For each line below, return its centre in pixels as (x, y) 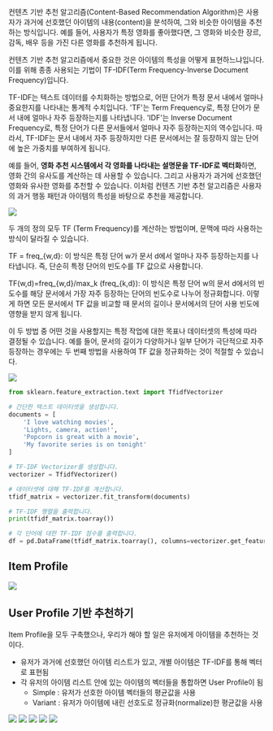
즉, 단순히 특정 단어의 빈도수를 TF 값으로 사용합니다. (121, 266)
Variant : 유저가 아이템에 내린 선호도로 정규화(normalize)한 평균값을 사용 (147, 703)
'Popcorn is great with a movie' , (81, 437)
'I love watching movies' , (69, 422)
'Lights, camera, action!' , (70, 429)
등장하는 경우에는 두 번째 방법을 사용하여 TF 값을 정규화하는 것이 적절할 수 (125, 351)
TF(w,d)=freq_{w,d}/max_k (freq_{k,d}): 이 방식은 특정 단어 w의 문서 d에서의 (132, 283)
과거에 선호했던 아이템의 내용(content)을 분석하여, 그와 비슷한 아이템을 (135, 22)
